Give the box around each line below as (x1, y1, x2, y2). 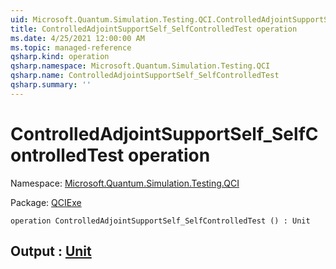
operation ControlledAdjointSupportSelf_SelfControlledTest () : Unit (10, 216, 311, 226)
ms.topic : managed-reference (10, 42, 132, 53)
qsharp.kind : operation (10, 52, 110, 62)
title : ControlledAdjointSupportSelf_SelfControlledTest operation (10, 24, 298, 34)
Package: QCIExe (10, 196, 82, 208)
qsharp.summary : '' (10, 80, 92, 90)
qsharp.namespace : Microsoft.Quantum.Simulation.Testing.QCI (10, 61, 271, 71)
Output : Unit (10, 243, 92, 260)
